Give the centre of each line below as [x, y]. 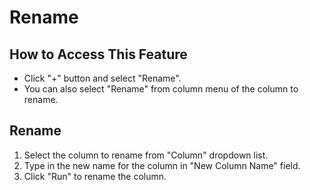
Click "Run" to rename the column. [95, 176]
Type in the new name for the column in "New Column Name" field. [162, 165]
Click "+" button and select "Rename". [102, 78]
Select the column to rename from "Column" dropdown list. [146, 155]
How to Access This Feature [98, 54]
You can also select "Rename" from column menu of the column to [161, 89]
